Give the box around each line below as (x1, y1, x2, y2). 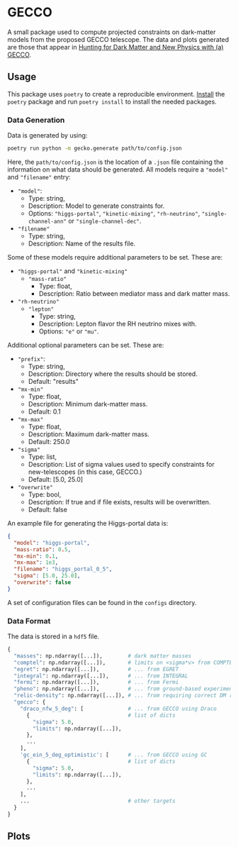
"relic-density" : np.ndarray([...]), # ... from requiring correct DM (13, 692, 227, 699)
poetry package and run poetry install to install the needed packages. (7, 97, 217, 106)
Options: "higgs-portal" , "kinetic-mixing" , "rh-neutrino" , (28, 209, 200, 217)
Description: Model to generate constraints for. (28, 201, 165, 210)
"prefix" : (17, 354, 46, 362)
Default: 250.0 (28, 437, 70, 445)
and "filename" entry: (7, 172, 71, 181)
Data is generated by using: (7, 131, 88, 140)
